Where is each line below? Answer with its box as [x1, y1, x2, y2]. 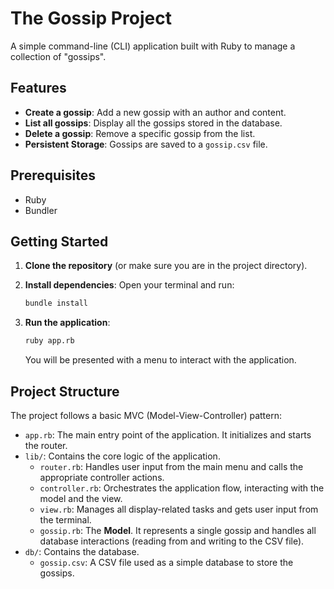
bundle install [24, 298, 89, 309]
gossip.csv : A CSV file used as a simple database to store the [39, 556, 294, 568]
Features [10, 80, 67, 97]
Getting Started [10, 233, 109, 250]
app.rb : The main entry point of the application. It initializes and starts [24, 428, 312, 441]
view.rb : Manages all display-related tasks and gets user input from [39, 503, 319, 515]
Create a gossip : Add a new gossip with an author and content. [24, 106, 287, 118]
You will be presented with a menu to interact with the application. [24, 354, 297, 366]
